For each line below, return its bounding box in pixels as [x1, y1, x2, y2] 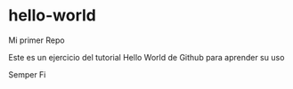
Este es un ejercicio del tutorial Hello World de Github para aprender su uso [8, 52, 285, 62]
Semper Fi [8, 69, 46, 80]
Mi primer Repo [8, 35, 65, 45]
